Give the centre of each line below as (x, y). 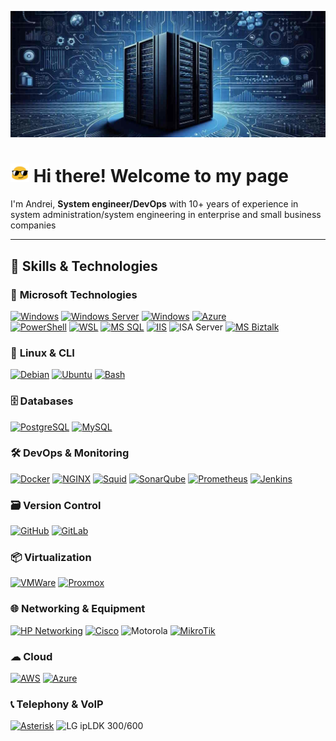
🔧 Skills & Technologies (84, 266)
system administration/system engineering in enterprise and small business (166, 215)
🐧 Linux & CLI (42, 353)
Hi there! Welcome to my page (161, 176)
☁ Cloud (31, 656)
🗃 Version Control (56, 505)
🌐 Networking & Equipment (78, 609)
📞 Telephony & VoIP (57, 704)
